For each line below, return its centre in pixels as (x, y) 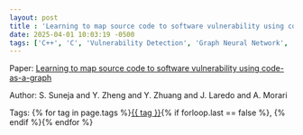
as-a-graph (31, 78)
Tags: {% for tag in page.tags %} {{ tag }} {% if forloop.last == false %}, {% (147, 112)
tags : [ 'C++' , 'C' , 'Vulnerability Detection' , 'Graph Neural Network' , (149, 43)
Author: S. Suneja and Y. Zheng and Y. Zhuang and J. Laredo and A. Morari (148, 95)
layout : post (34, 18)
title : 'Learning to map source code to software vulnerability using (147, 26)
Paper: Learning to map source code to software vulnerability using (134, 68)
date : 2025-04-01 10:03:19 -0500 (72, 34)
